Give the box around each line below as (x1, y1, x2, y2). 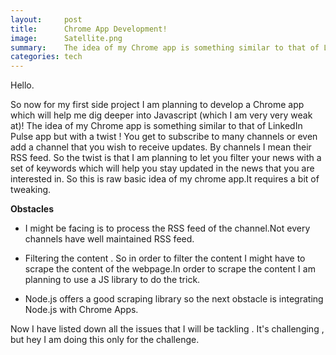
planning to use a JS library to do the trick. (24, 274, 201, 286)
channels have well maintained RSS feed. (24, 233, 195, 245)
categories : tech (10, 52, 83, 62)
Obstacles (10, 203, 54, 215)
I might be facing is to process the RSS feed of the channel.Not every (24, 222, 311, 235)
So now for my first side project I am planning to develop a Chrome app (10, 99, 305, 111)
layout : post (10, 14, 83, 25)
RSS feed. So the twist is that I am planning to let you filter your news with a (10, 152, 322, 164)
